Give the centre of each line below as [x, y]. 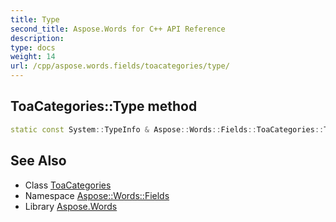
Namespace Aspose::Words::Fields [97, 195]
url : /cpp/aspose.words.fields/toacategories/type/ [120, 66]
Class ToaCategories [68, 185]
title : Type [35, 19]
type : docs [33, 47]
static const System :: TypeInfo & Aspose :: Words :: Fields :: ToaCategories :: [167, 129]
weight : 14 [33, 57]
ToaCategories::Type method [104, 106]
